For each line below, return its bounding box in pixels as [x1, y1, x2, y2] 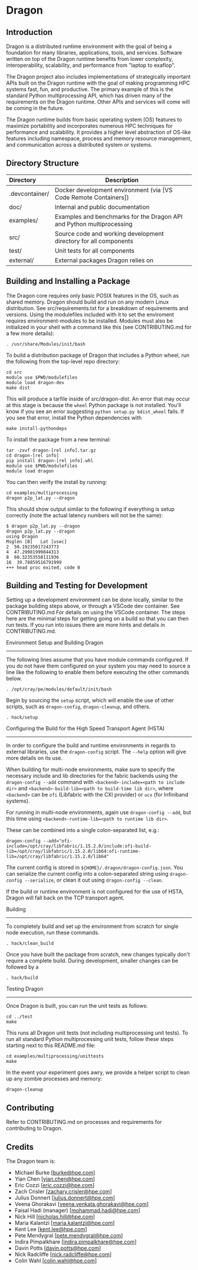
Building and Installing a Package [6, 276, 131, 286]
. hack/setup [6, 714, 38, 721]
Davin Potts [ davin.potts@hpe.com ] [14, 1245, 101, 1252]
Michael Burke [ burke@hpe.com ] [14, 1169, 95, 1176]
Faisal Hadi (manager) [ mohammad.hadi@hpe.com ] [14, 1207, 140, 1214]
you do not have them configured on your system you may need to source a [6, 662, 190, 669]
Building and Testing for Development [6, 581, 148, 591]
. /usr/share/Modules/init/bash [6, 341, 85, 347]
